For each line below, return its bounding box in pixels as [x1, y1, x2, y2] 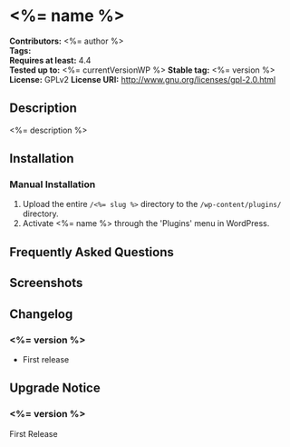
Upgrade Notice [9, 381, 101, 396]
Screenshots [9, 275, 83, 291]
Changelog [9, 306, 73, 322]
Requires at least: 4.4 [9, 55, 92, 65]
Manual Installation [9, 178, 96, 191]
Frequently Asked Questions [9, 244, 175, 260]
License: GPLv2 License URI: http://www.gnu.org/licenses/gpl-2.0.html [9, 74, 276, 84]
